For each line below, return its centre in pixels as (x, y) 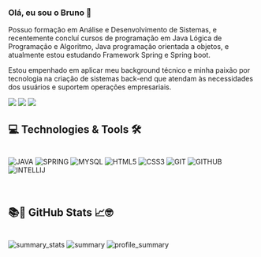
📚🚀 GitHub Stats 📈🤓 (61, 213)
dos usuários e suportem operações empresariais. (90, 87)
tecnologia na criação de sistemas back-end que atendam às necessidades (131, 79)
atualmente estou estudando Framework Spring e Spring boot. (110, 55)
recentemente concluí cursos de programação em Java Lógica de (115, 38)
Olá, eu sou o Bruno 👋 (50, 13)
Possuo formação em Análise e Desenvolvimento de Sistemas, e (113, 30)
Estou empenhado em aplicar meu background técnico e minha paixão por (129, 70)
